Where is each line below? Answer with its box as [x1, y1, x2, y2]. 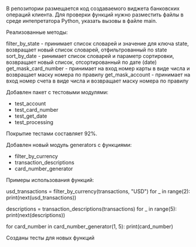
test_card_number [14, 107, 59, 113]
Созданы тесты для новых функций [6, 234, 95, 241]
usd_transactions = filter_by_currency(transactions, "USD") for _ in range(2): [6, 188, 191, 195]
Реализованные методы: [6, 29, 68, 36]
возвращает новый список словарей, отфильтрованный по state [6, 46, 167, 53]
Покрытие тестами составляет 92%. [6, 130, 98, 137]
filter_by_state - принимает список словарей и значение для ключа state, [6, 40, 189, 47]
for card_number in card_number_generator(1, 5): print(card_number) [6, 223, 173, 230]
